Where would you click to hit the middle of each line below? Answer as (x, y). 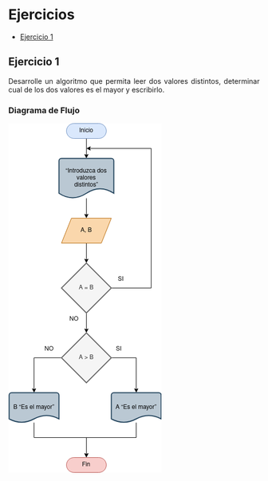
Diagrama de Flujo (44, 110)
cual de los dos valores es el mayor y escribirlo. (87, 89)
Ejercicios (41, 15)
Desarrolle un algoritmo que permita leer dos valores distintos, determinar (134, 81)
